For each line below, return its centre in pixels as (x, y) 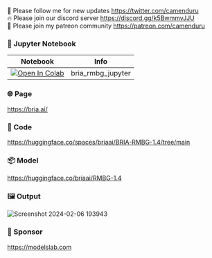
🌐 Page (20, 94)
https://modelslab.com (39, 247)
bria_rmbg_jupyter (101, 73)
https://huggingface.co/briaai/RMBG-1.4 (64, 178)
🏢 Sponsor (25, 232)
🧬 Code (20, 127)
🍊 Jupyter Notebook (42, 44)
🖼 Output (24, 196)
